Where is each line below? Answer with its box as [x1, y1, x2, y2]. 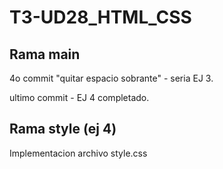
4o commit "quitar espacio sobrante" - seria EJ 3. [9, 72, 214, 84]
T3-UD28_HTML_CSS [9, 6, 192, 29]
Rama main [9, 46, 81, 63]
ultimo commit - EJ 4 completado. [9, 92, 150, 103]
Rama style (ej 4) [9, 121, 117, 138]
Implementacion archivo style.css [9, 147, 148, 159]
